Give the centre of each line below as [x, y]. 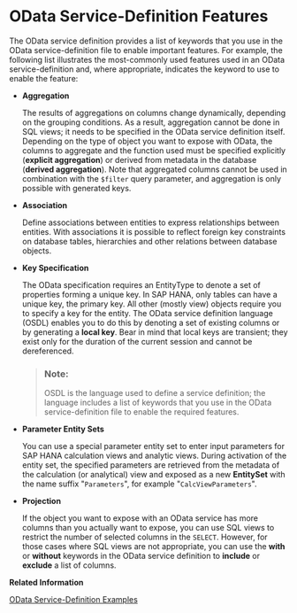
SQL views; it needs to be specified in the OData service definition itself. [153, 131]
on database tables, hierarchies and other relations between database [149, 241]
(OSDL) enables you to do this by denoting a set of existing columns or [151, 322]
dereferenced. [48, 351]
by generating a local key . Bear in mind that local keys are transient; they [155, 332]
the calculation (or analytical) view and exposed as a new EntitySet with [153, 475]
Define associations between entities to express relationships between [151, 222]
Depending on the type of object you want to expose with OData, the [147, 141]
